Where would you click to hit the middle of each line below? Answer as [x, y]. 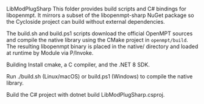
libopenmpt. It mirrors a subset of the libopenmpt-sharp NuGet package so [100, 15]
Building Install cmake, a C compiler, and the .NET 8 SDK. [78, 64]
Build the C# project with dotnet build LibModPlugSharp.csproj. [86, 95]
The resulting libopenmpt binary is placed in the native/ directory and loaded [102, 46]
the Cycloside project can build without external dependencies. [86, 22]
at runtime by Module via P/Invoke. [50, 53]
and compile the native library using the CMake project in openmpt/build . [97, 40]
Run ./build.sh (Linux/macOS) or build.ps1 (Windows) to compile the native [100, 76]
